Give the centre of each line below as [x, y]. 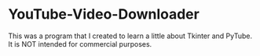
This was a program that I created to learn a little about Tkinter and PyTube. [130, 36]
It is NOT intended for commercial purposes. [80, 44]
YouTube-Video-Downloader [104, 14]
